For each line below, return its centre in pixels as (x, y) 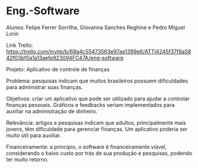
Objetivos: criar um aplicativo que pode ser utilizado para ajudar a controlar (98, 99)
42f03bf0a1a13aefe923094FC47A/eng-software (65, 58)
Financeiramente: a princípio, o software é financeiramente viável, (87, 147)
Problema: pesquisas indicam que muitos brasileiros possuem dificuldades (97, 81)
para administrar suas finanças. (44, 87)
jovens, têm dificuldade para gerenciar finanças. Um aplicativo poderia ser (97, 129)
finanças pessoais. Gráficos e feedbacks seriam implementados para (90, 104)
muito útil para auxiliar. (34, 135)
